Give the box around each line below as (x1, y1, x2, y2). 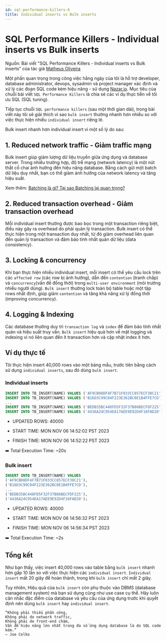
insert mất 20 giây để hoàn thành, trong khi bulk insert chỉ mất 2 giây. (5, 575, 152, 581)
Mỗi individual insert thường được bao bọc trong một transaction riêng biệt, (5, 220, 159, 227)
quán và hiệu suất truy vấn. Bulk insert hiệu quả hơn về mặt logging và (5, 328, 152, 334)
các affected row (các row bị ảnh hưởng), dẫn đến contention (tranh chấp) (5, 275, 159, 281)
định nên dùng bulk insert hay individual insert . (5, 600, 110, 606)
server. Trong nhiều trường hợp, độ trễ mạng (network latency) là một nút (5, 160, 155, 165)
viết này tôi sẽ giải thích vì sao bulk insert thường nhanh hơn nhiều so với (5, 112, 157, 118)
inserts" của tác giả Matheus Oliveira (5, 66, 81, 72)
